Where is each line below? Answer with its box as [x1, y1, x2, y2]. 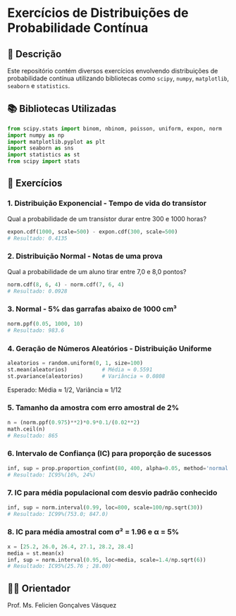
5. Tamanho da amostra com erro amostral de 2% [7, 403, 180, 413]
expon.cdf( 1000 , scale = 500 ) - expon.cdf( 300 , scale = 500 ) [7, 228, 178, 235]
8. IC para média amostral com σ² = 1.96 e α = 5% [7, 527, 180, 537]
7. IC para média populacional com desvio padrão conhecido [7, 488, 218, 498]
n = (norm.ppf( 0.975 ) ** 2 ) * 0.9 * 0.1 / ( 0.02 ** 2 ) [7, 419, 140, 426]
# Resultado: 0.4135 [7, 235, 68, 242]
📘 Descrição [7, 48, 62, 60]
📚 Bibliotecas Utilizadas [7, 103, 117, 115]
